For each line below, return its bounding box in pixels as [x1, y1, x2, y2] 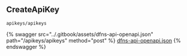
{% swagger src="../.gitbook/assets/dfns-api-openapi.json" [6, 31, 154, 38]
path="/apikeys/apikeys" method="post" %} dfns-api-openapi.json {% [6, 37, 182, 44]
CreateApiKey [6, 5, 60, 15]
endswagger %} [6, 43, 46, 50]
